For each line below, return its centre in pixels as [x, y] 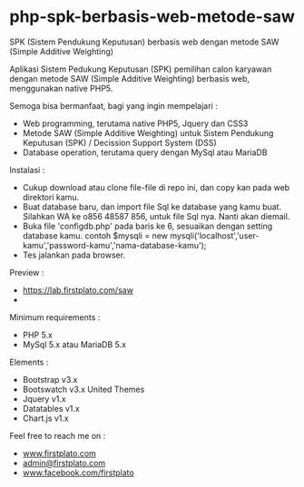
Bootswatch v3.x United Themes [83, 389]
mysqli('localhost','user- [214, 235]
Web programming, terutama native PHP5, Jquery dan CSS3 [135, 123]
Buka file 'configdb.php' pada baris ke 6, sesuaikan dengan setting [147, 226]
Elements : [29, 362]
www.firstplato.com [59, 453]
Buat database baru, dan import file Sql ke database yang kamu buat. [152, 207]
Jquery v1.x [44, 399]
